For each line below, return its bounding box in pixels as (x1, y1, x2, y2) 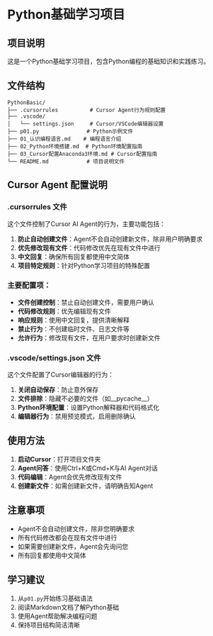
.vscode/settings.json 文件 (7, 352, 101, 362)
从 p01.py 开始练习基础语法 (17, 593, 93, 603)
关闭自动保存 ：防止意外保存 (17, 386, 99, 394)
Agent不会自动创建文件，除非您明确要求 (17, 524, 135, 532)
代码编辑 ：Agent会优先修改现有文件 (17, 472, 122, 481)
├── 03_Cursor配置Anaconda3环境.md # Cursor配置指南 (7, 150, 158, 157)
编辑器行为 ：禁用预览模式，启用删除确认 (17, 412, 136, 420)
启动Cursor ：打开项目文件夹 (17, 454, 101, 463)
